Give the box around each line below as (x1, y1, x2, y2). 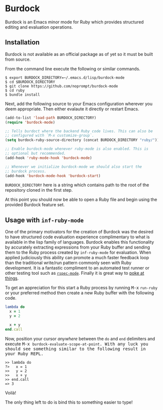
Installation (5, 38, 40, 47)
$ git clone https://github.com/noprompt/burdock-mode (5, 84, 118, 89)
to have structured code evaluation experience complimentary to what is (5, 234, 150, 240)
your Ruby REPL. (5, 351, 44, 357)
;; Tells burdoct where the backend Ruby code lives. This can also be (5, 128, 153, 134)
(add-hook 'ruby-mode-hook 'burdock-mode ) (5, 155, 92, 160)
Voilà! (5, 390, 16, 395)
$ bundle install (5, 92, 40, 97)
